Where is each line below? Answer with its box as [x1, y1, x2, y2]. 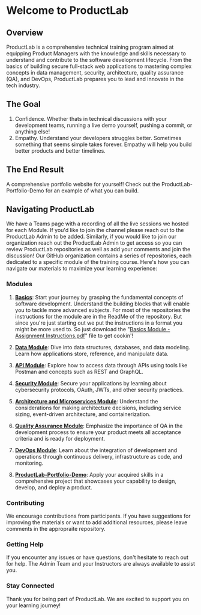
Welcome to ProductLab [6, 4, 129, 17]
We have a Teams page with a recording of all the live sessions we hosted [6, 220, 189, 227]
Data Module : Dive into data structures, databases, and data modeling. [14, 343, 191, 350]
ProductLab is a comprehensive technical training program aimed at [6, 43, 174, 50]
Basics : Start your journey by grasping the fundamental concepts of [14, 293, 184, 301]
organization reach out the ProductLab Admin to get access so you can [6, 239, 182, 246]
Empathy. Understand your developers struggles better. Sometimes [14, 134, 182, 141]
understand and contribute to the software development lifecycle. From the [6, 57, 192, 63]
